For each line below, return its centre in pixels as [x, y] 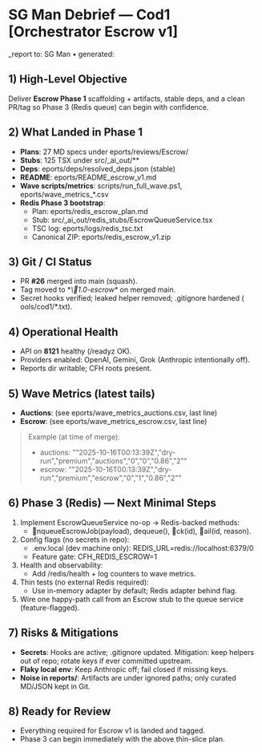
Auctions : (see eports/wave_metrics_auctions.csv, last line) [119, 413]
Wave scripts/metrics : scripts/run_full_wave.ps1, [101, 185]
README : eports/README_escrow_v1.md [88, 177]
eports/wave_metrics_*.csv [64, 194]
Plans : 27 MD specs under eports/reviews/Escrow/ [104, 152]
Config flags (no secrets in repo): [75, 540]
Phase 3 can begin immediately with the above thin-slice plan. [123, 739]
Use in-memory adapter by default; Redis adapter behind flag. [135, 590]
